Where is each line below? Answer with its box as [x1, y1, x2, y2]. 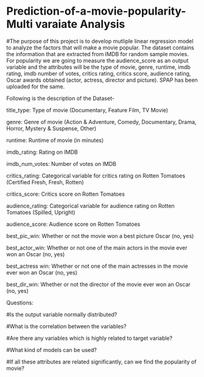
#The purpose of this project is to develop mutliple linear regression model [6, 37, 194, 45]
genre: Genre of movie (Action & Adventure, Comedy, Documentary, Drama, [6, 118, 197, 126]
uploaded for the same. [6, 82, 65, 90]
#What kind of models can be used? [6, 346, 97, 353]
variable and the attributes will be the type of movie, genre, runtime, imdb [6, 63, 191, 71]
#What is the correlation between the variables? [6, 322, 127, 330]
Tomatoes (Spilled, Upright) [6, 209, 76, 216]
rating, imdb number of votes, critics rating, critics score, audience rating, [6, 70, 191, 77]
